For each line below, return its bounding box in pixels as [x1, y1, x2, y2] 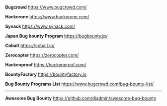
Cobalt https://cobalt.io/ [5, 43, 55, 49]
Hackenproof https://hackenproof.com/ [5, 62, 86, 67]
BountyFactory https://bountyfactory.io [5, 71, 87, 77]
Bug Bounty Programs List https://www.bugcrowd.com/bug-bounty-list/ [5, 81, 154, 87]
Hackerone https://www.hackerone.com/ [5, 14, 89, 19]
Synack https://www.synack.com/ [5, 23, 76, 29]
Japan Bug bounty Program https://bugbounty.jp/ [5, 33, 108, 39]
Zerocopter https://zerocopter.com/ [5, 52, 79, 58]
